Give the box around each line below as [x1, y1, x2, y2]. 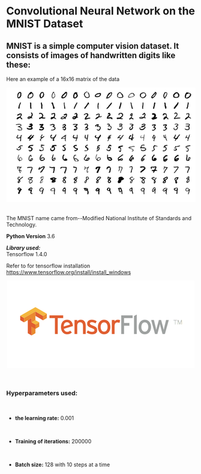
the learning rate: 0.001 [14, 414, 74, 421]
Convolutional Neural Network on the [6, 4, 195, 18]
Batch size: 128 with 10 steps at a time [14, 461, 110, 468]
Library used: [6, 244, 41, 251]
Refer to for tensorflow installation [6, 262, 91, 269]
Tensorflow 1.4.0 [6, 251, 47, 258]
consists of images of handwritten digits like [6, 50, 176, 61]
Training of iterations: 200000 [14, 437, 92, 445]
